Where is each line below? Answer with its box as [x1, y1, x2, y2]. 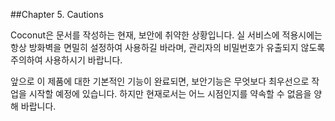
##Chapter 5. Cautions [10, 9, 104, 20]
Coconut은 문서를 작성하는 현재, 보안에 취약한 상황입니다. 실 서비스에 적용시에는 [10, 29, 323, 41]
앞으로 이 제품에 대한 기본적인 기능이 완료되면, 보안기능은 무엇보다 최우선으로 [10, 75, 310, 87]
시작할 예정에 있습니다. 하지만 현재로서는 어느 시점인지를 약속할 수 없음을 [28, 88, 312, 99]
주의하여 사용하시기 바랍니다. [10, 54, 123, 66]
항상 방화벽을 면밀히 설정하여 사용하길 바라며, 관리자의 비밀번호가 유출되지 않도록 [10, 42, 326, 53]
